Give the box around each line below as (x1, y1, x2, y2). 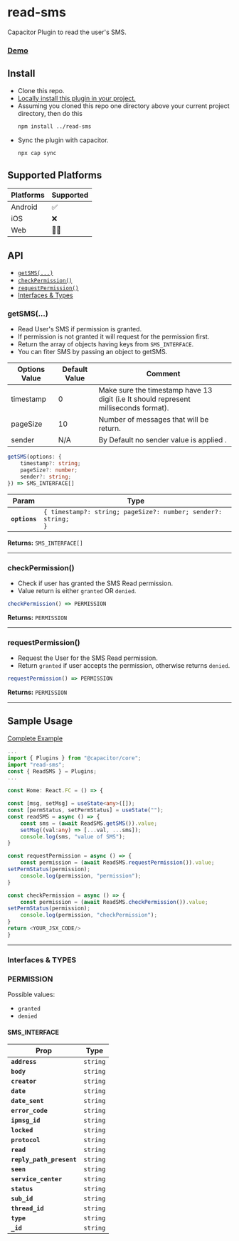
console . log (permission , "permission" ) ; (20, 872, 142, 879)
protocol (11, 1136, 41, 1144)
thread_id (11, 1205, 44, 1213)
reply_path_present (11, 1156, 77, 1163)
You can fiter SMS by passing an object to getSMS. (17, 348, 168, 356)
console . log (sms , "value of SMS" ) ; (20, 833, 126, 840)
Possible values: (7, 990, 55, 998)
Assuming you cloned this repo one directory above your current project (17, 101, 230, 110)
